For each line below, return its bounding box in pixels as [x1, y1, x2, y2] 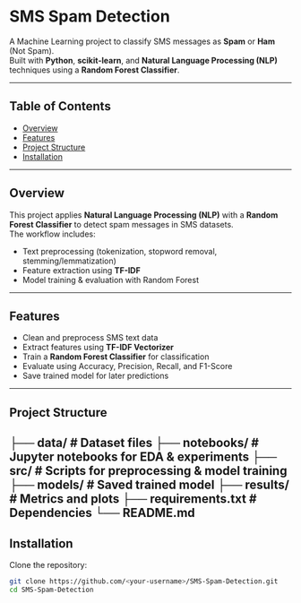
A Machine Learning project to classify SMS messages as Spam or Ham [9, 36, 276, 47]
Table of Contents [9, 99, 112, 114]
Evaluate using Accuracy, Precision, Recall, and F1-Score [21, 361, 233, 372]
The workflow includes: [9, 228, 96, 239]
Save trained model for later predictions [21, 370, 169, 382]
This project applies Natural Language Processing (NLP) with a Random [9, 209, 279, 220]
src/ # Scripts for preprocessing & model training [9, 463, 288, 478]
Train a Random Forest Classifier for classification [21, 351, 210, 362]
